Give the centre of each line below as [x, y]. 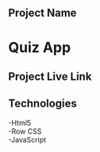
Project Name [42, 13]
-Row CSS [25, 131]
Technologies [43, 104]
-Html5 [20, 123]
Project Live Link [50, 76]
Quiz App [40, 47]
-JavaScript [27, 139]
